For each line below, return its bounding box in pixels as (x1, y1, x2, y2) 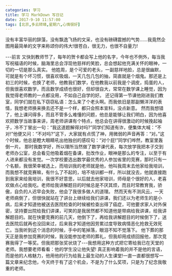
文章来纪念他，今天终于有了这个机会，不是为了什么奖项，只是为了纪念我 (9, 259, 162, 265)
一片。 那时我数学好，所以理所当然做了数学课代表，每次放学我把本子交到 (9, 144, 164, 150)
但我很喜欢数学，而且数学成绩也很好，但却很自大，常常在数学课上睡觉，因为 (5, 86, 167, 92)
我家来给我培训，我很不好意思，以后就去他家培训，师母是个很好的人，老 (9, 175, 162, 182)
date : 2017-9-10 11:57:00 (5, 17, 60, 22)
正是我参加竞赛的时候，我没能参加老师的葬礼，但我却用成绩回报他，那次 (9, 233, 162, 240)
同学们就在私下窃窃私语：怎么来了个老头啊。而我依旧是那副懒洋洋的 (14, 98, 158, 105)
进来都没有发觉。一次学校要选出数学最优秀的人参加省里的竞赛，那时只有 (9, 156, 162, 163)
